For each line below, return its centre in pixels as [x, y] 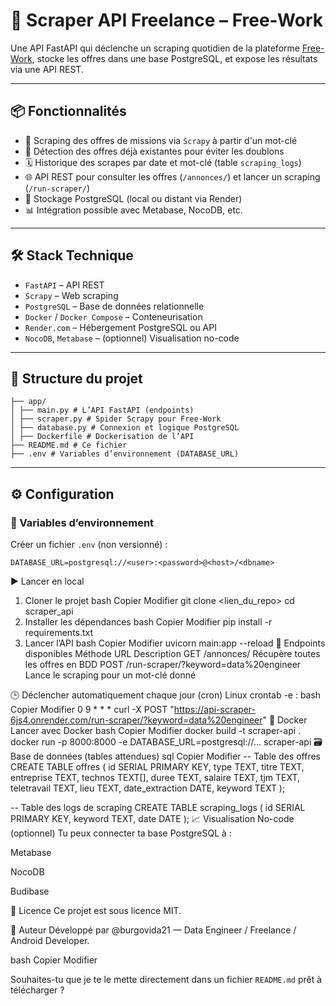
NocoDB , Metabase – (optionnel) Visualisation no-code [132, 338]
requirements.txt [59, 633]
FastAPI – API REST [64, 285]
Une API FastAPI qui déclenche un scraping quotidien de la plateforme [155, 48]
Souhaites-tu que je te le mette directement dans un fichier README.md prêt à [166, 980]
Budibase [30, 891]
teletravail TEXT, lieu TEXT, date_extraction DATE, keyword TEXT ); [148, 788]
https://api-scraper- [214, 710]
